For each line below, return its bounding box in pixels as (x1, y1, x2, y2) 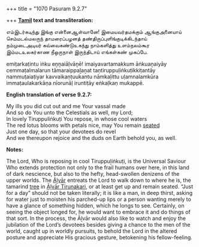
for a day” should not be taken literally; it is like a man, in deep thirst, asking (6, 190, 193, 196)
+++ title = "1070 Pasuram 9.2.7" (6, 5, 88, 12)
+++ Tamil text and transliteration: (6, 17, 94, 23)
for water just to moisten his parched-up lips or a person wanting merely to (6, 196, 192, 203)
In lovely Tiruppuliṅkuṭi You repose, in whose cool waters (6, 115, 147, 122)
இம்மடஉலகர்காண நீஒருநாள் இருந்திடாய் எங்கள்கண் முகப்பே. (6, 48, 148, 56)
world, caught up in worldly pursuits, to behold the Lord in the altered (6, 227, 177, 234)
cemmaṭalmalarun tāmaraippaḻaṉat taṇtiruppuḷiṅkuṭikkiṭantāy (6, 67, 156, 74)
